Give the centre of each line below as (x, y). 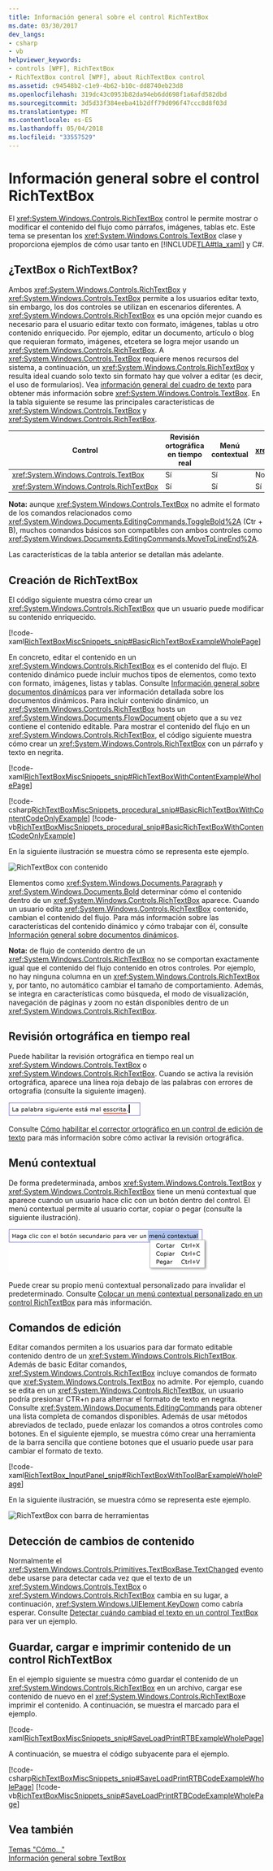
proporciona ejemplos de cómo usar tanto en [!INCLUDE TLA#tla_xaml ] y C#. (136, 244)
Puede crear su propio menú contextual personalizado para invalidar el (127, 1284)
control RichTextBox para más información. (80, 1302)
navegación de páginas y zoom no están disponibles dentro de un (119, 1002)
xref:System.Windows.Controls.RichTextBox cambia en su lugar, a (119, 1595)
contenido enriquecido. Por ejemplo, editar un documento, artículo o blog (131, 333)
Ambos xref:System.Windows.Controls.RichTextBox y (97, 290)
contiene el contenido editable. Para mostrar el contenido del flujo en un (129, 726)
